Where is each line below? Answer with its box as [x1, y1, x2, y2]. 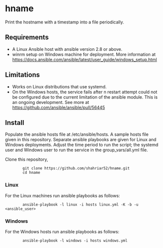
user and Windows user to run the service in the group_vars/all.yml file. [5, 147, 148, 153]
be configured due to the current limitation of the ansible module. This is [12, 94, 158, 100]
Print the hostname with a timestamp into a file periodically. [5, 19, 124, 25]
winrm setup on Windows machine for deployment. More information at [12, 51, 156, 57]
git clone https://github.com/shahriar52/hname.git [22, 166, 130, 171]
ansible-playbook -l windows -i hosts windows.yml [22, 238, 128, 243]
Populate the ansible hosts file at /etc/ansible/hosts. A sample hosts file [5, 131, 149, 137]
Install [5, 118, 24, 127]
